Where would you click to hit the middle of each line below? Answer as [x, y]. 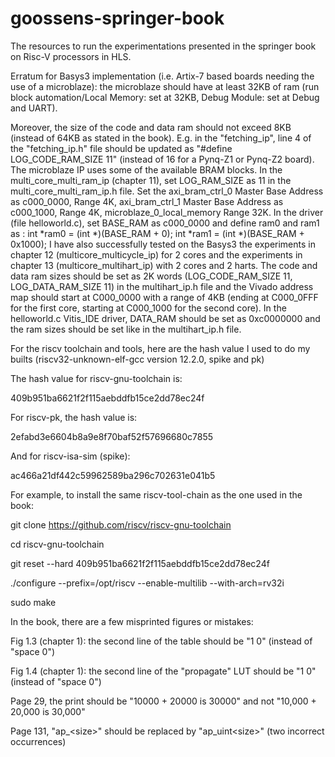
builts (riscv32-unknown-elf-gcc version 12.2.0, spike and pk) [137, 359]
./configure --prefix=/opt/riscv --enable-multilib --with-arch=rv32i [147, 583]
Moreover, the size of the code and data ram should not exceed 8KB [151, 127]
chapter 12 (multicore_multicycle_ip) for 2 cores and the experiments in [156, 254]
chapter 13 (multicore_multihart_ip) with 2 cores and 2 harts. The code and [164, 265]
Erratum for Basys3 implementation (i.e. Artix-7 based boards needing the [162, 76]
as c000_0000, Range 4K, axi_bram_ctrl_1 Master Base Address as [147, 201]
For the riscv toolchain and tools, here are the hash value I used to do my [160, 348]
